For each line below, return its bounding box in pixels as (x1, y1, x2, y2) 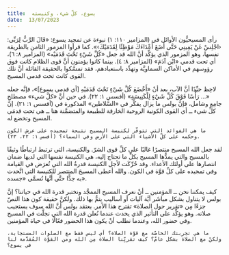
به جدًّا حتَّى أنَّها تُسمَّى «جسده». (7, 174, 87, 182)
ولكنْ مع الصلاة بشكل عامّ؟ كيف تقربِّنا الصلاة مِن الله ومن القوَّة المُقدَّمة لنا (7, 235, 222, 243)
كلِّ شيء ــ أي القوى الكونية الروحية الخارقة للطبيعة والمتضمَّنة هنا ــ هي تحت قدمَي (7, 107, 217, 115)
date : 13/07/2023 (7, 16, 59, 23)
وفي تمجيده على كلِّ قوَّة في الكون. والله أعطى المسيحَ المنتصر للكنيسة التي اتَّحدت (7, 167, 217, 175)
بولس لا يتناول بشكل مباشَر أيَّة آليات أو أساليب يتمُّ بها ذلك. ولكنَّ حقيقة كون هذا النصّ (7, 194, 221, 202)
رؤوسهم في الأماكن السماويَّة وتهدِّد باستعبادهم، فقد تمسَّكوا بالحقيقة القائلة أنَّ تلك (7, 64, 213, 72)
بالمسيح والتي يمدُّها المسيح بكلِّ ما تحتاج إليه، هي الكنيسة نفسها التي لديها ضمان (7, 152, 210, 161)
